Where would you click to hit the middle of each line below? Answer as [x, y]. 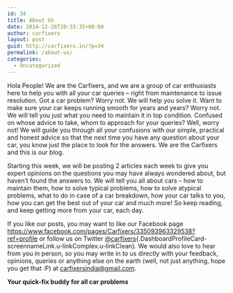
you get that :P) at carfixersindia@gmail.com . [72, 268]
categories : [24, 59]
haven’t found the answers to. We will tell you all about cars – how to [105, 180]
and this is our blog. [35, 152]
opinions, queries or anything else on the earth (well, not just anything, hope [116, 261]
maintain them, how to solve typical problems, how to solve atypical [104, 188]
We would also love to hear [177, 246]
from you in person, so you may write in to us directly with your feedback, [113, 253]
